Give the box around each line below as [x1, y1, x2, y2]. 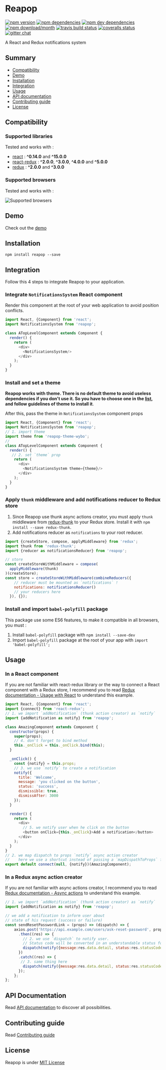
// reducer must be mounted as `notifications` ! [14, 580, 119, 585]
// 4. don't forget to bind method [14, 738, 87, 744]
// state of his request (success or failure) [5, 918, 103, 923]
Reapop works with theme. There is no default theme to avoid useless [5, 390, 151, 396]
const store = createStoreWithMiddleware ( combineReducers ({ [5, 575, 132, 580]
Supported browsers [5, 177, 56, 184]
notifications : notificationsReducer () [14, 585, 96, 590]
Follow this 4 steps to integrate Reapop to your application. [5, 279, 125, 285]
